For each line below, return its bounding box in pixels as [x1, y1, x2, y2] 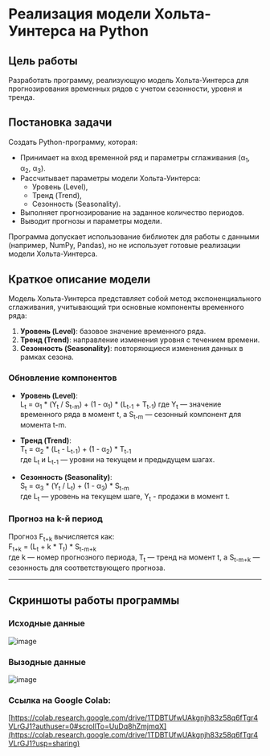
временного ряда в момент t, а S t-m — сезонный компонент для [19, 410, 242, 421]
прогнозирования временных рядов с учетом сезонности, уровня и [8, 84, 243, 93]
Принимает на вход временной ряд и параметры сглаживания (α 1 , [19, 152, 251, 164]
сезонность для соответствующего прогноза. [8, 563, 166, 572]
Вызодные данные [8, 656, 86, 667]
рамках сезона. [19, 352, 74, 362]
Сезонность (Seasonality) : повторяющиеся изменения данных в [19, 344, 243, 353]
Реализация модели [8, 5, 151, 23]
